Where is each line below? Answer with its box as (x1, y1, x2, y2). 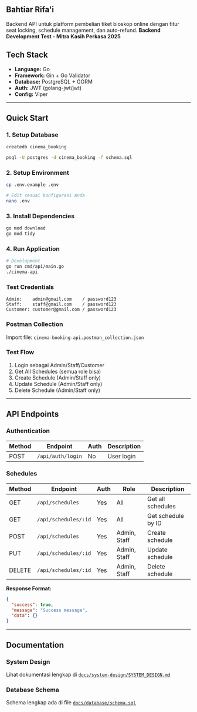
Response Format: (6, 585, 52, 592)
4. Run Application (6, 244, 60, 252)
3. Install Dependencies (6, 212, 75, 220)
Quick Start (6, 113, 49, 123)
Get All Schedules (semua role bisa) (14, 368, 101, 375)
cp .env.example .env (6, 182, 59, 188)
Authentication (6, 427, 50, 435)
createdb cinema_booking (6, 144, 67, 150)
